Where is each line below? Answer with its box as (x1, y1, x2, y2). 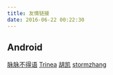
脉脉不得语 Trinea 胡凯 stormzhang (7, 61, 107, 69)
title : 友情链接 (7, 10, 50, 17)
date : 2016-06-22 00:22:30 (7, 16, 85, 23)
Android (7, 42, 43, 53)
